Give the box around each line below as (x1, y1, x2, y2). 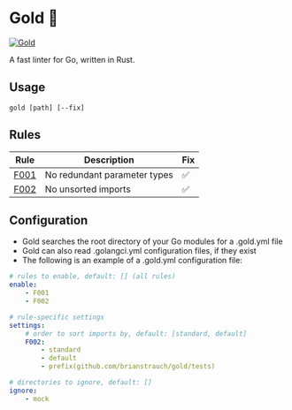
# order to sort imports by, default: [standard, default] (25, 329, 248, 338)
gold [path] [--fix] (9, 103, 86, 112)
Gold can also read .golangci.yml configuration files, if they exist (21, 246, 257, 256)
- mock (25, 394, 50, 403)
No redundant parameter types (44, 168, 174, 180)
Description (83, 154, 134, 166)
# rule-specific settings (9, 313, 104, 322)
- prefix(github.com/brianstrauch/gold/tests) (41, 362, 216, 371)
